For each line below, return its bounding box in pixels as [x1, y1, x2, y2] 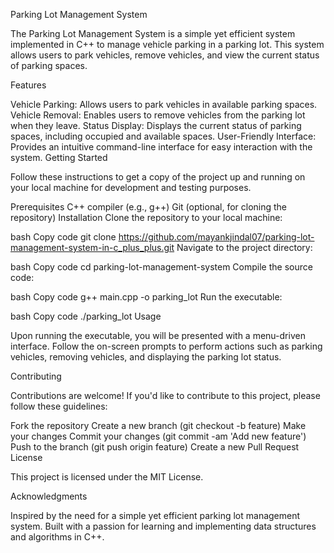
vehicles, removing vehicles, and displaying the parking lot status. [10, 351, 282, 363]
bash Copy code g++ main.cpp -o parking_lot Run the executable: [10, 291, 283, 303]
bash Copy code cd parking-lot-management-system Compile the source [10, 261, 313, 273]
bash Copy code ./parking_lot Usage [10, 310, 162, 322]
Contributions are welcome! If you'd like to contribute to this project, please [10, 390, 321, 401]
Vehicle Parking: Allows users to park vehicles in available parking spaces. [10, 99, 318, 110]
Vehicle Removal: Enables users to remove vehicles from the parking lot [10, 109, 306, 121]
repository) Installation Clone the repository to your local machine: [10, 212, 283, 223]
